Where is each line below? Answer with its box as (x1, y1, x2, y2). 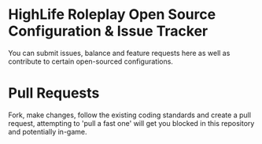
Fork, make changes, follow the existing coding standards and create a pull (8, 110, 252, 120)
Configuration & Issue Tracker (8, 22, 208, 40)
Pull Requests (8, 84, 100, 102)
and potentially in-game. (8, 127, 87, 136)
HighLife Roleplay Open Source (8, 6, 216, 24)
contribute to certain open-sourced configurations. (8, 57, 173, 66)
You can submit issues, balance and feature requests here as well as (8, 48, 231, 57)
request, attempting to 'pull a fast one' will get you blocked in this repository (8, 118, 255, 127)
